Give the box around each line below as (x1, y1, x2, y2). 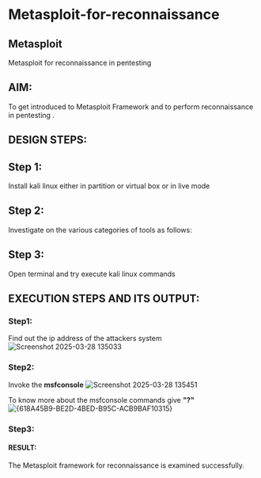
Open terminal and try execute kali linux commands (8, 269, 176, 279)
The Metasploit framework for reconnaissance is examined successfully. (8, 461, 245, 470)
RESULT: (8, 443, 37, 453)
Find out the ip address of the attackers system (8, 334, 162, 343)
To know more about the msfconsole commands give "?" (8, 395, 195, 404)
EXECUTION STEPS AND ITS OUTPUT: (8, 292, 200, 305)
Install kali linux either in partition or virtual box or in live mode (8, 181, 210, 191)
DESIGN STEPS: (8, 133, 88, 147)
